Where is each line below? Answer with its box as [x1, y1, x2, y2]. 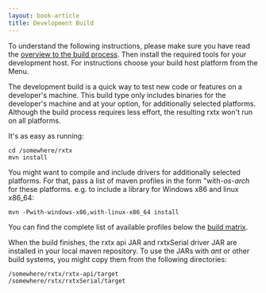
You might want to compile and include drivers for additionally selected [8, 167, 241, 177]
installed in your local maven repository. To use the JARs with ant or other [8, 246, 250, 256]
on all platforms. [8, 115, 61, 125]
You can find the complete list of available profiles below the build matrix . [8, 222, 249, 232]
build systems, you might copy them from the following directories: [8, 254, 227, 264]
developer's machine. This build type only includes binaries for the [8, 90, 226, 100]
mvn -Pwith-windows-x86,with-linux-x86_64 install [8, 208, 179, 216]
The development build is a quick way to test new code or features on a [8, 81, 242, 92]
